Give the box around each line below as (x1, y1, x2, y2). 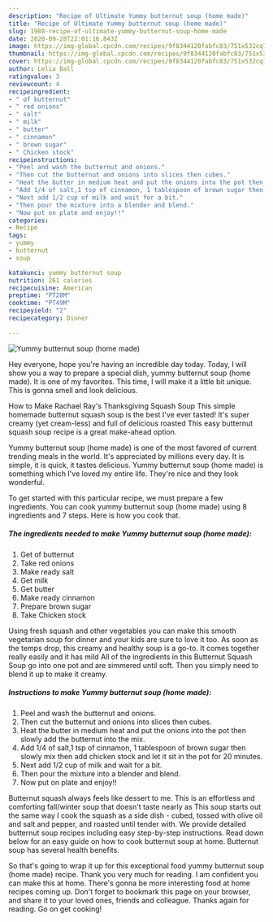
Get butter (19, 583, 55, 594)
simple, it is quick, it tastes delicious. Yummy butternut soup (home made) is (8, 460, 264, 470)
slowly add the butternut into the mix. (19, 734, 145, 744)
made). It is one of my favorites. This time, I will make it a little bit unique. (8, 376, 252, 387)
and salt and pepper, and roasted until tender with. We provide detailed (8, 819, 246, 828)
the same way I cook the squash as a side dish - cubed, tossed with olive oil (8, 811, 263, 820)
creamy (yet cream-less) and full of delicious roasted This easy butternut (8, 418, 253, 428)
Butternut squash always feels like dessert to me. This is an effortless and (8, 793, 256, 802)
